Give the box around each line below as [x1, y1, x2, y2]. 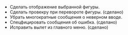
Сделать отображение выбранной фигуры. [9, 4, 100, 10]
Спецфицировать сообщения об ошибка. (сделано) [9, 19, 117, 25]
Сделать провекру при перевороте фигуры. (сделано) [9, 9, 124, 15]
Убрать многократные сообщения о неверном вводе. [9, 14, 123, 20]
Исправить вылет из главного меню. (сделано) [9, 24, 109, 30]
